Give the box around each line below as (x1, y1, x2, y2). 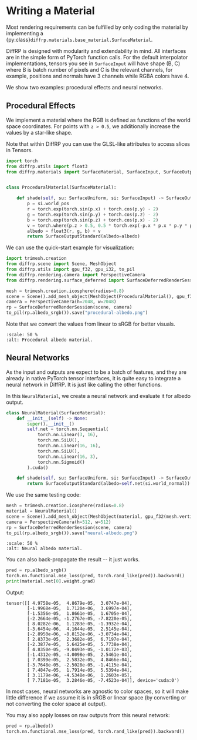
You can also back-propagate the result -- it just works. (6, 556, 140, 563)
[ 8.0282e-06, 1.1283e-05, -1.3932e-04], (27, 621, 133, 627)
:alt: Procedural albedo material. (6, 337, 93, 343)
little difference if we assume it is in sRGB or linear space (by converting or (6, 694, 186, 701)
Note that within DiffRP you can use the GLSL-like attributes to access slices (6, 140, 191, 148)
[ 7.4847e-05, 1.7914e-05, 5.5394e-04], (27, 667, 133, 674)
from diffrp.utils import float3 (6, 163, 88, 169)
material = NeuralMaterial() (6, 508, 77, 514)
